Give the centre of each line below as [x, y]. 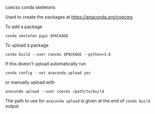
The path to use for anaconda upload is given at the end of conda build [78, 101]
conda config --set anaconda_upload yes [48, 73]
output [12, 106]
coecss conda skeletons [30, 7]
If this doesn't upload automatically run [46, 64]
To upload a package [27, 45]
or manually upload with [30, 82]
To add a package [24, 27]
